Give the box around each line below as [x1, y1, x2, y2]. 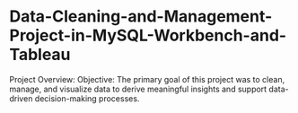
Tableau [9, 45, 71, 65]
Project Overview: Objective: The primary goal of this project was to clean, [9, 74, 285, 84]
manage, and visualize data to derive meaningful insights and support [9, 83, 267, 94]
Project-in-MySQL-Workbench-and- [9, 25, 287, 46]
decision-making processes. [34, 92, 140, 104]
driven [9, 92, 33, 104]
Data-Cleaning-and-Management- [9, 6, 273, 27]
